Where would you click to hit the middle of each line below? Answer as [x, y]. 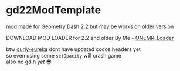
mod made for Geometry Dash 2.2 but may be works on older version [90, 26]
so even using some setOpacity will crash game [64, 55]
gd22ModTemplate [54, 10]
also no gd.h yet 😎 [29, 62]
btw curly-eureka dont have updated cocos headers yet [73, 49]
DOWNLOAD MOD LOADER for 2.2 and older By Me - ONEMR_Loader [90, 38]
